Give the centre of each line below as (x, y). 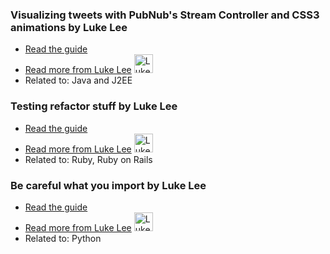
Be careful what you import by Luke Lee (108, 185)
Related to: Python (63, 238)
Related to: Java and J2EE (78, 80)
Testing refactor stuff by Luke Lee (94, 106)
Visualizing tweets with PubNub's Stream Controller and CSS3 (165, 15)
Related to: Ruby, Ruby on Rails (88, 159)
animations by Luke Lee (69, 27)
